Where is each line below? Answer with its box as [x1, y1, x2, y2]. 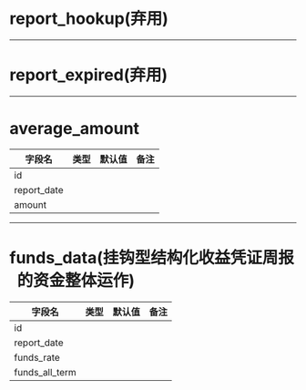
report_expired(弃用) [9, 65, 168, 86]
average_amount [9, 118, 139, 139]
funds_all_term [14, 365, 77, 378]
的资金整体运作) [16, 271, 135, 291]
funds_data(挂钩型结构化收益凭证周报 [9, 248, 294, 268]
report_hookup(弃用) [9, 8, 168, 29]
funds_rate [14, 351, 61, 364]
